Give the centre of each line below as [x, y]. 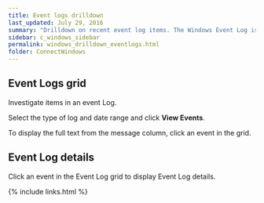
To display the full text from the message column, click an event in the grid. [130, 132]
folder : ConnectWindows [47, 52]
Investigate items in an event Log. [62, 102]
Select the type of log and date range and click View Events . [107, 118]
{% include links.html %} [48, 191]
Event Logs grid [47, 83]
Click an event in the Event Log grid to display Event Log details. [112, 176]
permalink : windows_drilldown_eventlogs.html [84, 45]
